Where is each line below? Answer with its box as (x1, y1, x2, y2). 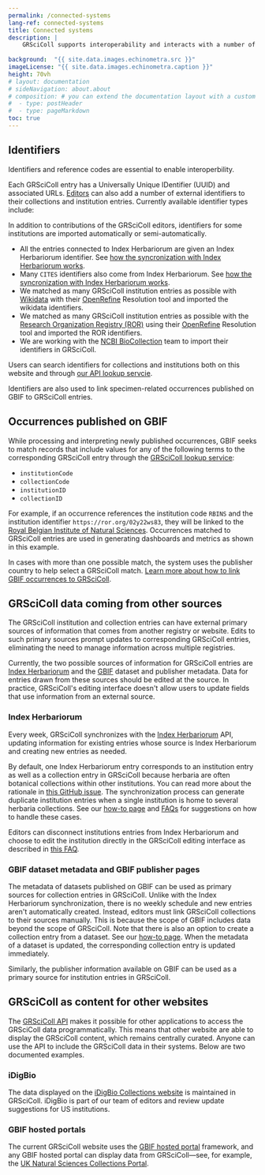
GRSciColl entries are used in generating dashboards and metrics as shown (8, 534, 254, 543)
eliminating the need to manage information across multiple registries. (8, 643, 236, 652)
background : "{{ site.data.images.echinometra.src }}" (8, 56, 196, 64)
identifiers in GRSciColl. (19, 344, 97, 354)
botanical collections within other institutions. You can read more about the (8, 779, 252, 788)
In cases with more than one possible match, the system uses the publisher (8, 557, 253, 567)
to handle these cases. (8, 812, 82, 821)
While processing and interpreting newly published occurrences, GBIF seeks (8, 436, 257, 445)
